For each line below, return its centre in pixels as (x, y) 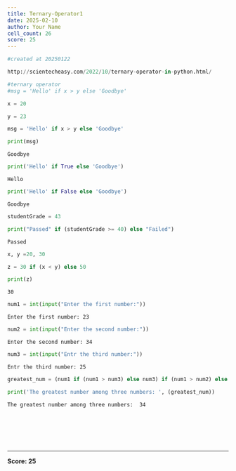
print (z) (20, 279)
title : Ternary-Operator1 (45, 14)
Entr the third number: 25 (47, 367)
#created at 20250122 (39, 59)
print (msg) (23, 142)
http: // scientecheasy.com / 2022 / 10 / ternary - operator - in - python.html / (110, 72)
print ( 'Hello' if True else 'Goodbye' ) (66, 167)
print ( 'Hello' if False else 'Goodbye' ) (67, 192)
